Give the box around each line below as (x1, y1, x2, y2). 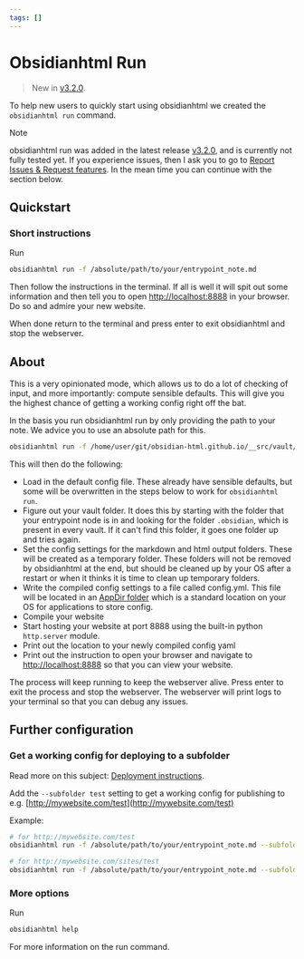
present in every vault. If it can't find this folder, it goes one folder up (22, 524, 279, 535)
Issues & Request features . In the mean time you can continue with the (9, 164, 272, 175)
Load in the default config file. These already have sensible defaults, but (22, 476, 292, 487)
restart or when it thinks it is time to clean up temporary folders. (22, 572, 261, 583)
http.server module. (22, 630, 100, 641)
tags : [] (9, 13, 43, 23)
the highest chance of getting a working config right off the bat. (9, 397, 247, 408)
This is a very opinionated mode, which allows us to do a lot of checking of (9, 378, 289, 389)
